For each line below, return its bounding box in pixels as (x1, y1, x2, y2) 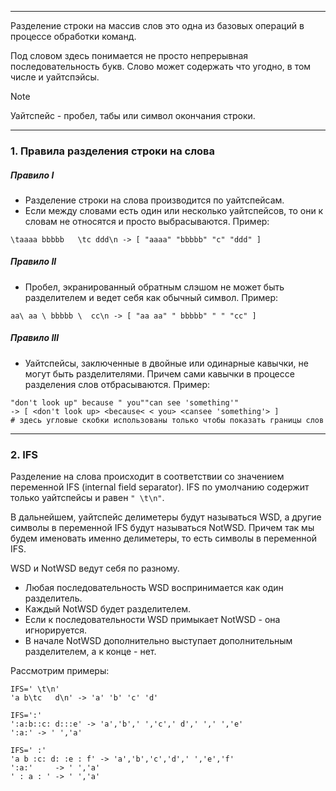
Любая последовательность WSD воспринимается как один (24, 582, 284, 594)
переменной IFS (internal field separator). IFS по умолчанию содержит (10, 481, 310, 493)
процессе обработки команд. (10, 31, 137, 42)
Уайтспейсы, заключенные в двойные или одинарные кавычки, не (24, 357, 309, 369)
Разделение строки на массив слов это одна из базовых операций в (10, 20, 305, 31)
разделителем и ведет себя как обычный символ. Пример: (24, 291, 279, 303)
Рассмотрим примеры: (10, 665, 110, 677)
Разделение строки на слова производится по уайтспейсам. (24, 194, 285, 206)
